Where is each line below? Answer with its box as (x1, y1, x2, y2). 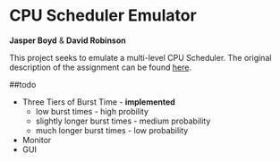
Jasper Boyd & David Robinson (9, 35, 127, 46)
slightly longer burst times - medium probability (35, 115, 211, 126)
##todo (9, 79, 37, 90)
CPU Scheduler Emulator (9, 5, 197, 26)
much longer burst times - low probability (35, 124, 189, 135)
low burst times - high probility (35, 106, 149, 116)
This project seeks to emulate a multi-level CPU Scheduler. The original (9, 52, 272, 63)
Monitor (21, 134, 52, 145)
